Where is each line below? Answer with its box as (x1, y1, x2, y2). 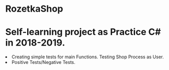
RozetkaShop (5, 3, 64, 15)
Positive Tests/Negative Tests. (12, 59, 76, 65)
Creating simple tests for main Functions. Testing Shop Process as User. (12, 54, 164, 60)
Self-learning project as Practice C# (5, 26, 161, 38)
